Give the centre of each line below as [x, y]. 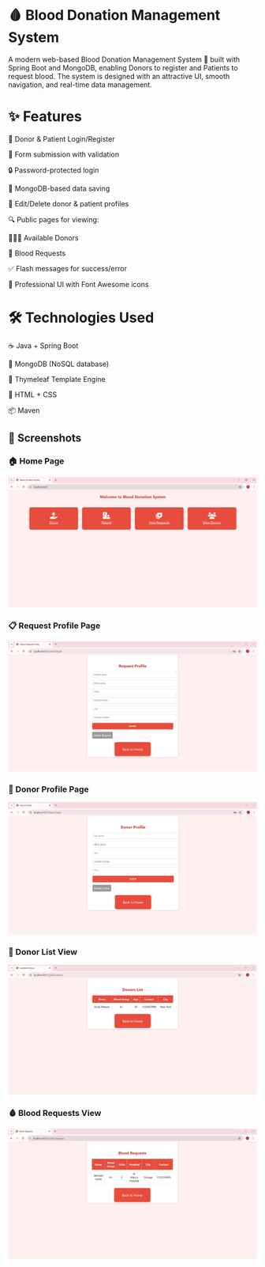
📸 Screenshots [45, 439]
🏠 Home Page [36, 461]
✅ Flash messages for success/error [68, 268]
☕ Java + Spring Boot [43, 346]
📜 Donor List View [43, 951]
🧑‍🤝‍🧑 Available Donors [43, 237]
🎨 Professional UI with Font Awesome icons [78, 284]
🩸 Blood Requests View [55, 1113]
